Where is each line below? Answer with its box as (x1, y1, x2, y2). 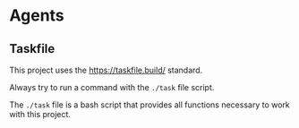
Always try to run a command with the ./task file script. (9, 82, 215, 92)
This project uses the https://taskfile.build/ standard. (9, 64, 203, 75)
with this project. (9, 109, 72, 119)
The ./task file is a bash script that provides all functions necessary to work (9, 99, 290, 110)
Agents (9, 5, 64, 26)
